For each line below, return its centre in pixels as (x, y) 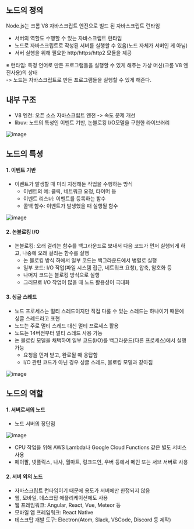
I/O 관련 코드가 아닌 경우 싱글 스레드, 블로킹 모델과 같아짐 (88, 362)
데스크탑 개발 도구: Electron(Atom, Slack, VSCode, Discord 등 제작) (93, 520)
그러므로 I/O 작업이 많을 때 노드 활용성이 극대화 (76, 282)
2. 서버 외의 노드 (24, 476)
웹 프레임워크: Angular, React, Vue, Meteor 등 (68, 505)
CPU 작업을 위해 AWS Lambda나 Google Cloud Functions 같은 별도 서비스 (100, 447)
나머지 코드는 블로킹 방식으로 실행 (61, 275)
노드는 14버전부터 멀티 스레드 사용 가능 (59, 333)
